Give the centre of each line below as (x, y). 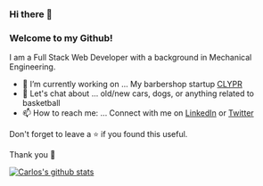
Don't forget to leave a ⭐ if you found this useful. (99, 134)
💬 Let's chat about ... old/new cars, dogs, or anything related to (138, 93)
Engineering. (33, 67)
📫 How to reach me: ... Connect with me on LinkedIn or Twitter (138, 113)
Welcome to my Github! (61, 37)
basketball (41, 103)
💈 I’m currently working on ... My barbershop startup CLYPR (132, 85)
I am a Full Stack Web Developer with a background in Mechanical (131, 58)
